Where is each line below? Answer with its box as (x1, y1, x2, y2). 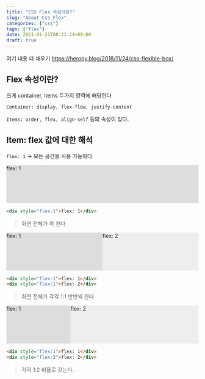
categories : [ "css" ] (6, 20, 59, 26)
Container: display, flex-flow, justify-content (6, 104, 132, 110)
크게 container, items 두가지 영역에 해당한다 (6, 92, 112, 99)
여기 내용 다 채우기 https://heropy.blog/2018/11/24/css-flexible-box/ (6, 55, 174, 62)
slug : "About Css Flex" (6, 15, 67, 21)
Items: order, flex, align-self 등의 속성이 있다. (6, 115, 129, 123)
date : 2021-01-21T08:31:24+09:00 (6, 32, 92, 38)
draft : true (6, 37, 37, 43)
